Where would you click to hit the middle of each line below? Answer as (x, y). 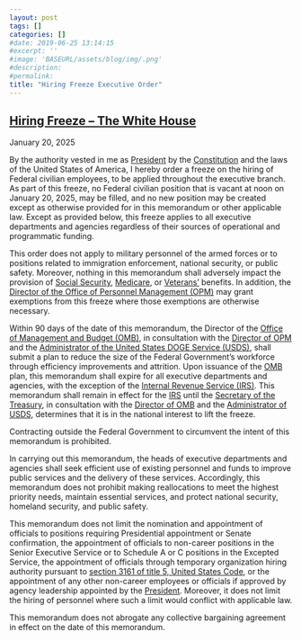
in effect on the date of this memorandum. (88, 627)
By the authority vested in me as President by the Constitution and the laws (149, 160)
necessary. (30, 311)
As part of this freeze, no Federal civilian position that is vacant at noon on (147, 189)
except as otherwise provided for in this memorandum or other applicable (146, 208)
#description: (36, 68)
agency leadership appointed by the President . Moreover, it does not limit (145, 591)
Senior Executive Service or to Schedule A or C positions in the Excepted (144, 553)
